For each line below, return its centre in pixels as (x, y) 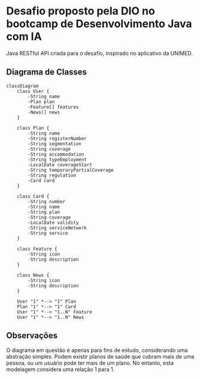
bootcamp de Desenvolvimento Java (99, 24)
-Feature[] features (53, 107)
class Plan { (33, 128)
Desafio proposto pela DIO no (81, 11)
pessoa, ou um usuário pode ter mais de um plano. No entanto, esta (90, 363)
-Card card (41, 180)
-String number (47, 202)
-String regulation (52, 175)
